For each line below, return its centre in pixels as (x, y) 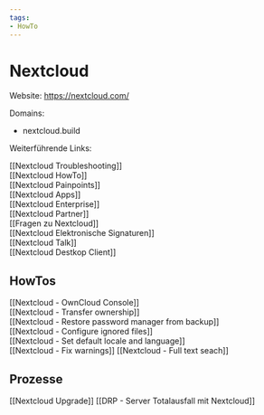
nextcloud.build (52, 131)
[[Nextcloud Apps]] (45, 194)
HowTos (33, 281)
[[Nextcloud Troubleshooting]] (66, 166)
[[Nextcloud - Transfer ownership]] (75, 312)
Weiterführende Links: (51, 148)
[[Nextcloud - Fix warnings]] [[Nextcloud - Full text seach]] (119, 351)
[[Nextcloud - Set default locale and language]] (97, 341)
